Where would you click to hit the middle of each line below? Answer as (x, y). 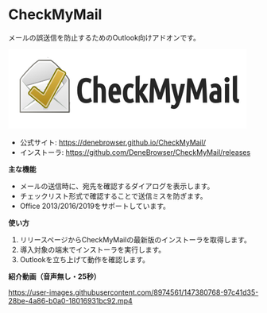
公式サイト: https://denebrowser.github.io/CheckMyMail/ (113, 142)
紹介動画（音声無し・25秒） (54, 276)
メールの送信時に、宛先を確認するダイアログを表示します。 (117, 186)
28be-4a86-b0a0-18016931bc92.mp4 (70, 300)
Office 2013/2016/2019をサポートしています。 (95, 206)
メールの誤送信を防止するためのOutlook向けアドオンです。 (104, 37)
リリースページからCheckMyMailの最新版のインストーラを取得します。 (135, 239)
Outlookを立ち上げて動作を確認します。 (84, 259)
